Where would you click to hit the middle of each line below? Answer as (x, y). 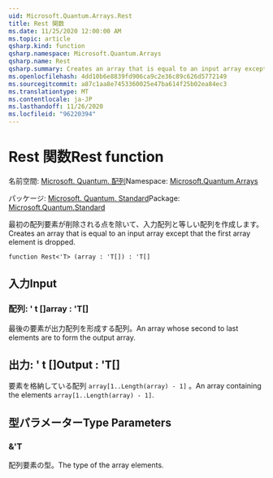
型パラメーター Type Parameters (90, 422)
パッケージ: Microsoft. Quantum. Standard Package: (94, 198)
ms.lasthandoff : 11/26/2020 (56, 106)
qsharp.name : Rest (39, 62)
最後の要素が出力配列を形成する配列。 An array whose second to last (123, 328)
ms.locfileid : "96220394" (52, 115)
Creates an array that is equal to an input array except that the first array (130, 233)
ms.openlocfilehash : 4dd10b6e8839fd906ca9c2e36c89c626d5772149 (118, 76)
